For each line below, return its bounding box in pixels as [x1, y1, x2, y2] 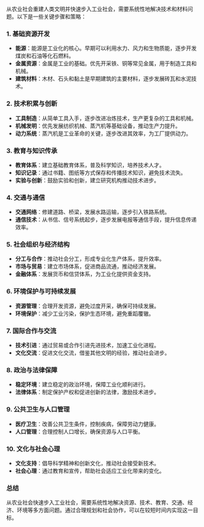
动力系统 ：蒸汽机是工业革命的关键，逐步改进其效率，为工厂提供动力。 [15, 130, 192, 137]
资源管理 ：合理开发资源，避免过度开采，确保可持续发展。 [15, 302, 160, 309]
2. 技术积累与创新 [6, 99, 58, 108]
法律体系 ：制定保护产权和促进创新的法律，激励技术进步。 [15, 389, 160, 396]
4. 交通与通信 [6, 193, 46, 202]
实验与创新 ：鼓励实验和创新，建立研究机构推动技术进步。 [15, 176, 160, 184]
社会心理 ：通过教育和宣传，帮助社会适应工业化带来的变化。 [15, 467, 165, 474]
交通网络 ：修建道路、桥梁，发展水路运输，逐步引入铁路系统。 [15, 208, 171, 216]
